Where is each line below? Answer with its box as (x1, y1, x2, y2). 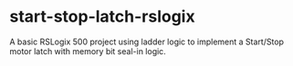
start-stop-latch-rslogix (9, 6, 195, 27)
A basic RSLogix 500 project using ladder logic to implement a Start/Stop (9, 36, 285, 47)
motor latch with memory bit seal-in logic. (9, 45, 166, 56)
